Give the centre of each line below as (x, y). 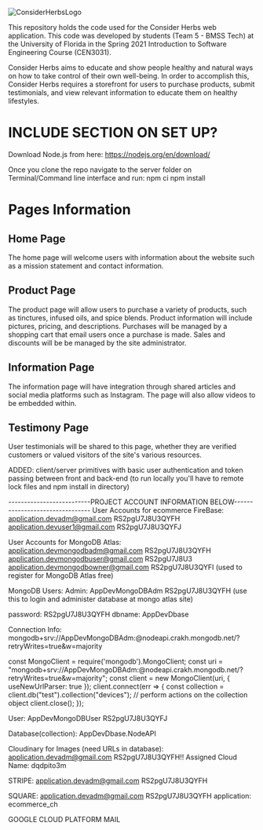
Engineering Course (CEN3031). (60, 52)
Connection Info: (35, 630)
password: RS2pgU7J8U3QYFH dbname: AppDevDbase (99, 614)
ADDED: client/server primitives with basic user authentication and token (126, 470)
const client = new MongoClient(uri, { (170, 678)
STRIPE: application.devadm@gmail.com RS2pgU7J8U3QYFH (108, 781)
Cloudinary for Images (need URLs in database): (86, 749)
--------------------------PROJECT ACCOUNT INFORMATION (108, 502)
